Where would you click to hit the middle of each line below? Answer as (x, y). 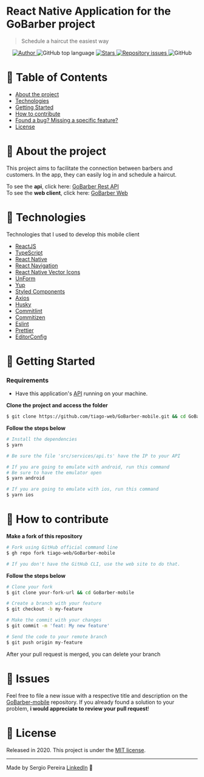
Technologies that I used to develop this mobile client (73, 234)
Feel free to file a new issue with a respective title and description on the (97, 695)
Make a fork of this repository (45, 536)
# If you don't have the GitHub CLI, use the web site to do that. (93, 564)
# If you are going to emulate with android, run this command (88, 467)
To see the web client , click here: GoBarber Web (67, 192)
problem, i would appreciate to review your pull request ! (78, 708)
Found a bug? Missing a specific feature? (66, 120)
